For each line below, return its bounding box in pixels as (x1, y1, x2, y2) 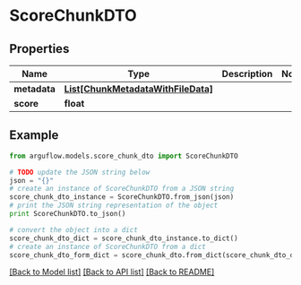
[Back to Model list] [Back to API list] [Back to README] (9, 266, 215, 278)
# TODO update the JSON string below (9, 168, 150, 177)
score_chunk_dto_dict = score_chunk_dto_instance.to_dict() (9, 234, 239, 243)
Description (221, 68, 273, 80)
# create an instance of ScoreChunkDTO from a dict (9, 242, 206, 251)
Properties (9, 41, 70, 56)
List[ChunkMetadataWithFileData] (64, 82, 213, 95)
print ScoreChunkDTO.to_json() (9, 210, 126, 219)
